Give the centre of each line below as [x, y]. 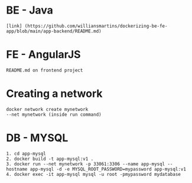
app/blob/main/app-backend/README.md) [54, 31]
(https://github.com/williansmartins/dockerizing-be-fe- [96, 26]
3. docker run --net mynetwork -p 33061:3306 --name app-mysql [86, 164]
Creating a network [54, 94]
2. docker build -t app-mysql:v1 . [50, 159]
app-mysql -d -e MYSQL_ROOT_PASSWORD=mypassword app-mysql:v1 [108, 169]
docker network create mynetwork [47, 109]
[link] [14, 26]
